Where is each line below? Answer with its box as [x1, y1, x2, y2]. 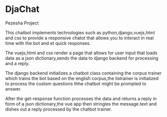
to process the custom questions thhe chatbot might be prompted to [5, 81, 146, 87]
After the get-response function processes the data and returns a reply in [5, 96, 157, 102]
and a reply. [5, 60, 30, 66]
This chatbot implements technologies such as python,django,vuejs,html [5, 29, 155, 35]
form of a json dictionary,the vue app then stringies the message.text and [5, 101, 157, 107]
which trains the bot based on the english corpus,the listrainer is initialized [5, 75, 159, 81]
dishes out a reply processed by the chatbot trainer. [5, 106, 112, 112]
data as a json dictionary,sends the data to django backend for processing [5, 55, 159, 61]
